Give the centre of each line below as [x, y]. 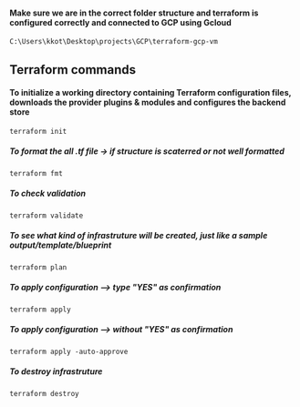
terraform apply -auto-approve [69, 351]
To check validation [48, 193]
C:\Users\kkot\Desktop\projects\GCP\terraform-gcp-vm [114, 42]
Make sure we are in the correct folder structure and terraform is [134, 13]
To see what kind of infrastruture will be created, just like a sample [139, 236]
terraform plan [38, 267]
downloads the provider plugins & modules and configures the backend [148, 102]
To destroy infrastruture [56, 371]
